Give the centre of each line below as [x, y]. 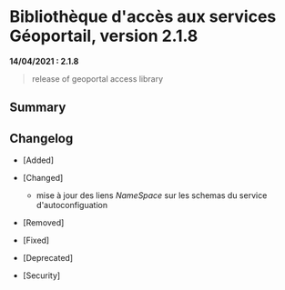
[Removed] [43, 223]
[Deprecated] [48, 258]
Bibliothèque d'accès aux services [143, 17]
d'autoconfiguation [71, 205]
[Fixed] [36, 240]
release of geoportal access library [97, 78]
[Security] [41, 275]
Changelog [41, 138]
